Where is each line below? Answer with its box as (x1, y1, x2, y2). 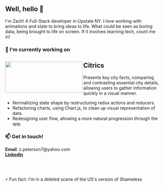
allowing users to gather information (83, 85, 157, 91)
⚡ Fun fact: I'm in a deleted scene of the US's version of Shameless (5, 176, 142, 182)
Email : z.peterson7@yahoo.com (5, 146, 71, 152)
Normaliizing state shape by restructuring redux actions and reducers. (12, 100, 156, 106)
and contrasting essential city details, (83, 79, 160, 85)
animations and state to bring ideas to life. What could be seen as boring (5, 23, 153, 29)
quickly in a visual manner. (83, 90, 137, 96)
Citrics (83, 61, 105, 70)
